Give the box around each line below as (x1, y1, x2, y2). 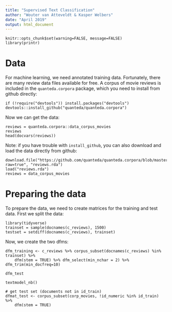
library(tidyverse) (5, 221, 47, 226)
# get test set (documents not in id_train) (5, 289, 102, 295)
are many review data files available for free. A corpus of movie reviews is (5, 80, 161, 86)
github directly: (5, 91, 37, 97)
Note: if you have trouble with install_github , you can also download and (5, 142, 161, 149)
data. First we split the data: (5, 211, 64, 217)
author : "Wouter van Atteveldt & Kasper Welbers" (5, 12, 114, 17)
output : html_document (5, 22, 54, 27)
